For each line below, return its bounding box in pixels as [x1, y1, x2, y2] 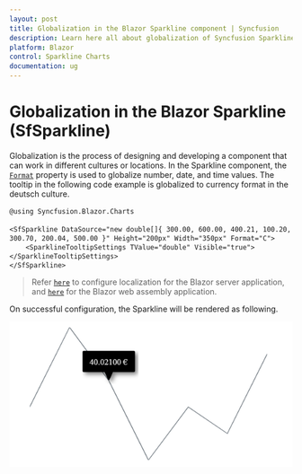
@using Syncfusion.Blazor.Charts [9, 206, 135, 215]
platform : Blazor [9, 43, 75, 52]
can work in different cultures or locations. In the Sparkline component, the [9, 160, 288, 171]
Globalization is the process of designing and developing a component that [9, 150, 288, 161]
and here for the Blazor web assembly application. [31, 285, 218, 296]
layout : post [9, 14, 58, 23]
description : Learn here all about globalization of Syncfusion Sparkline [9, 33, 296, 42]
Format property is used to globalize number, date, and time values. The [9, 169, 275, 180]
